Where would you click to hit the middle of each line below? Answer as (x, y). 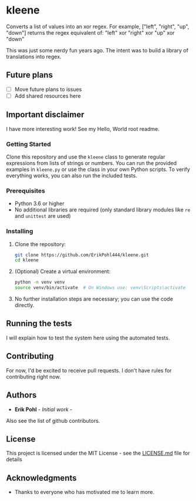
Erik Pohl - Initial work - (43, 409)
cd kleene (27, 260)
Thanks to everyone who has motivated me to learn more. (84, 492)
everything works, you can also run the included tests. (72, 175)
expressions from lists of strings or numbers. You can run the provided (92, 163)
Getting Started (28, 144)
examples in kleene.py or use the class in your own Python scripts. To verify (98, 169)
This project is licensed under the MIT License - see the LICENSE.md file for (98, 453)
